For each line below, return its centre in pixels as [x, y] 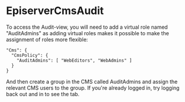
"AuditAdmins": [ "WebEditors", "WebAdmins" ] [74, 60]
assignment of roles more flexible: [47, 39]
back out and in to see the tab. [43, 94]
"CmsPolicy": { [30, 55]
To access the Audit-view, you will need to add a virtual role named [87, 27]
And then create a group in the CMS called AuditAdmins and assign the [92, 81]
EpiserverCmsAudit [55, 11]
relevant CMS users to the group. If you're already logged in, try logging [93, 88]
